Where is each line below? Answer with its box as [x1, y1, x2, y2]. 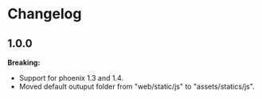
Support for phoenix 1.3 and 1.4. [18, 73, 124, 82]
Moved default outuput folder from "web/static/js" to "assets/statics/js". [18, 81, 256, 91]
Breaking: [7, 57, 41, 67]
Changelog [7, 5, 82, 23]
